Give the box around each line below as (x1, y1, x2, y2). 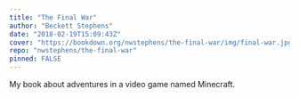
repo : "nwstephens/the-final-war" (9, 46, 138, 55)
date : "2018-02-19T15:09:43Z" (9, 29, 122, 38)
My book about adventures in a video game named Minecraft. (9, 79, 236, 89)
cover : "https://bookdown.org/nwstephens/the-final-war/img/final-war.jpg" (9, 37, 296, 47)
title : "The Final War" (9, 12, 98, 22)
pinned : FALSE (9, 54, 62, 63)
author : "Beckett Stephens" (9, 21, 114, 30)
